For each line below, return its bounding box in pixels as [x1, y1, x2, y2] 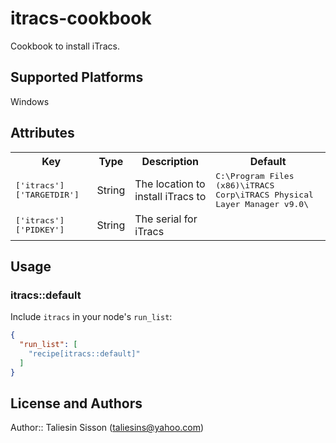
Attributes [10, 125, 75, 142]
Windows [10, 95, 50, 107]
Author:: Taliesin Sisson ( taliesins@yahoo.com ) [10, 422, 205, 434]
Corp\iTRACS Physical [215, 189, 314, 200]
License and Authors [10, 395, 143, 412]
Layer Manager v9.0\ [215, 198, 310, 209]
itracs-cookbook [10, 7, 152, 30]
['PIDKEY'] [15, 224, 65, 235]
